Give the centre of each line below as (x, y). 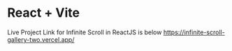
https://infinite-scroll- (194, 32)
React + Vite (44, 13)
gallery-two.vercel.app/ (41, 39)
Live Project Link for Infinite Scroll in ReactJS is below (85, 32)
